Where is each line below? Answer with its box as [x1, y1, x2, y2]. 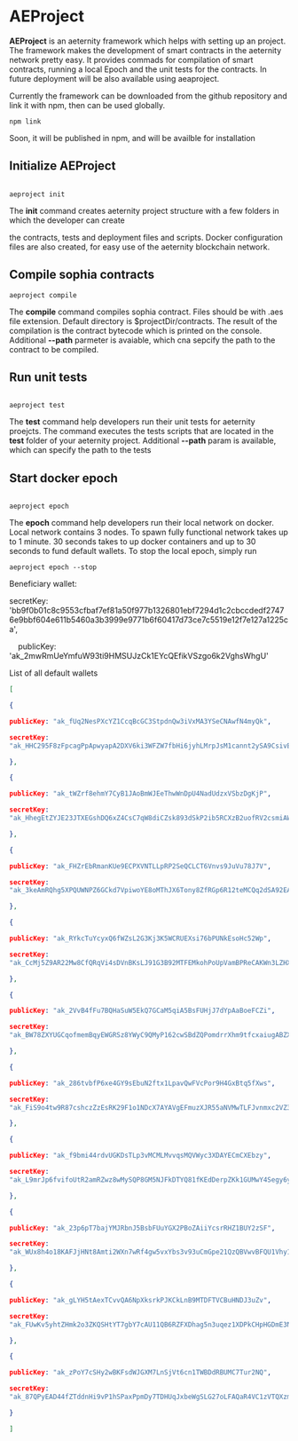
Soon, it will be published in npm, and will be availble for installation [9, 132, 255, 143]
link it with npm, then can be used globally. [9, 99, 166, 110]
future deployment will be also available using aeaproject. [9, 73, 220, 83]
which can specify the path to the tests [9, 445, 152, 455]
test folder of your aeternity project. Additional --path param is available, [9, 435, 277, 446]
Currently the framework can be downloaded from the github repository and [9, 91, 287, 101]
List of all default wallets [9, 668, 98, 678]
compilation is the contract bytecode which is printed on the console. [9, 325, 263, 336]
